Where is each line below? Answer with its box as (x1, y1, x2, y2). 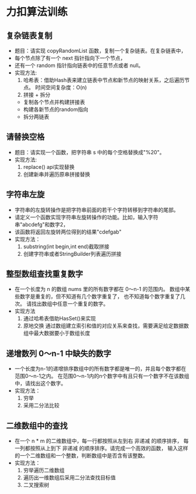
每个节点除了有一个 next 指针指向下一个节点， (14, 55, 126, 62)
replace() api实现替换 (23, 163, 75, 170)
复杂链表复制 (6, 31, 53, 40)
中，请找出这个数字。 (14, 380, 66, 387)
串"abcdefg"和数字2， (14, 221, 68, 228)
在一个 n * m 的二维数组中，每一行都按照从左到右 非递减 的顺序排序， (14, 438, 183, 445)
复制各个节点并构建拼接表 (23, 99, 85, 106)
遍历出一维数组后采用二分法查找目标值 (23, 474, 116, 481)
